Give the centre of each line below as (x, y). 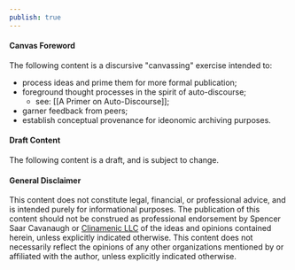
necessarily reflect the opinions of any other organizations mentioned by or (147, 247)
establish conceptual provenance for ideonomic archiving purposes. (147, 120)
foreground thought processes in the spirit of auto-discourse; (134, 92)
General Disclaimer (45, 180)
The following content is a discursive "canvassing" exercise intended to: (141, 65)
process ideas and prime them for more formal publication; (129, 82)
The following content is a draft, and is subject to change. (114, 160)
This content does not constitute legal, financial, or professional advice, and (147, 200)
